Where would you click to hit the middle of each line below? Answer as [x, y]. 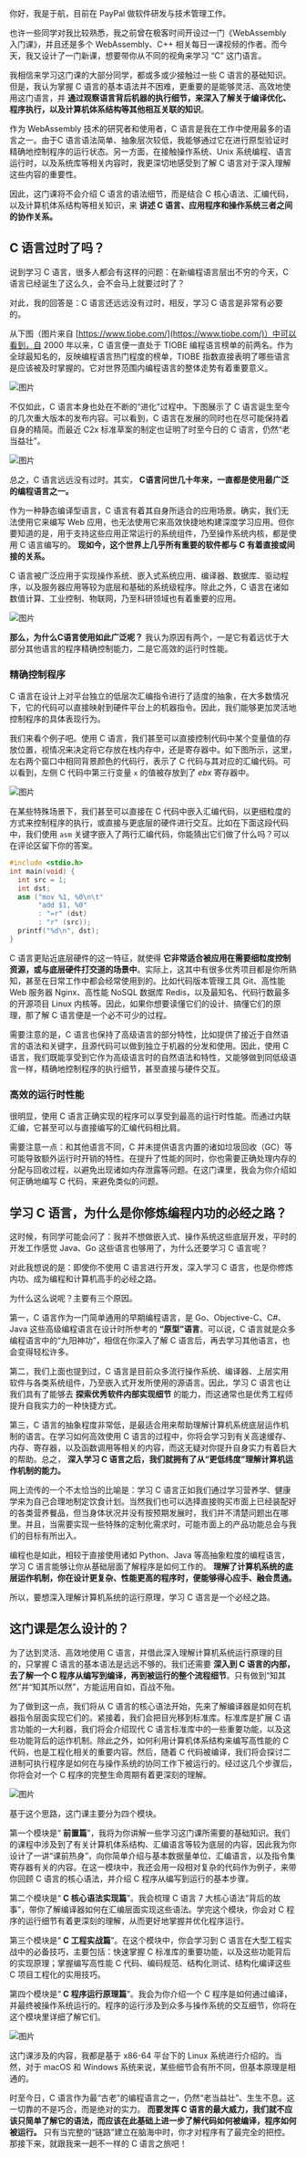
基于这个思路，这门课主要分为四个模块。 [85, 1813]
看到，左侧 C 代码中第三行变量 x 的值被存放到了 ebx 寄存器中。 [135, 773]
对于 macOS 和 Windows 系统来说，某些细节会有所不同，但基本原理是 [157, 2067]
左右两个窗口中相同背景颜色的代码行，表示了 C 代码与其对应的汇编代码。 [147, 762]
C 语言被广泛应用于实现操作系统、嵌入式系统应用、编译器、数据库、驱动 [145, 575]
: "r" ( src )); [65, 922]
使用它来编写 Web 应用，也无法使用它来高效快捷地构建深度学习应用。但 [152, 521]
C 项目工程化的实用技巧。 [58, 1974]
